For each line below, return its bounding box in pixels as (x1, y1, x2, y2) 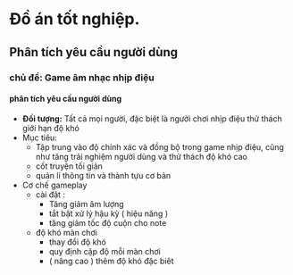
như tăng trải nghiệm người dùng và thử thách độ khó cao (35, 151, 247, 162)
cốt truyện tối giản (35, 161, 103, 171)
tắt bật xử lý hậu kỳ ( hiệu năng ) (48, 208, 168, 219)
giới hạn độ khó (21, 122, 80, 133)
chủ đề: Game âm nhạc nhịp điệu (9, 71, 155, 84)
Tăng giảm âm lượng (48, 198, 124, 209)
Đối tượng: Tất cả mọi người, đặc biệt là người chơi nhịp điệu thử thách (21, 112, 283, 124)
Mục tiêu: (21, 132, 58, 143)
